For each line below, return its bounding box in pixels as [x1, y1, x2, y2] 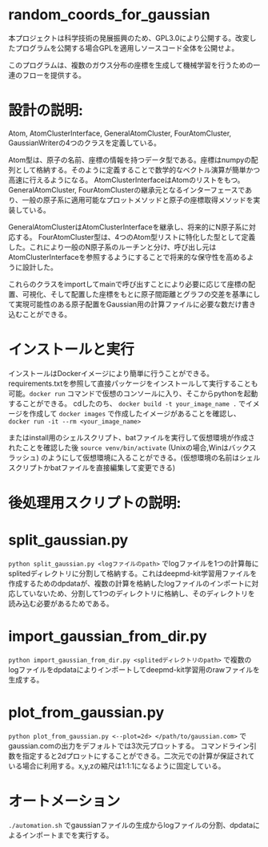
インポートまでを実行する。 [22, 830, 114, 840]
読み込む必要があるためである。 [8, 598, 114, 608]
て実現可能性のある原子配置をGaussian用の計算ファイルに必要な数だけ [8, 299, 242, 309]
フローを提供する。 [22, 70, 86, 79]
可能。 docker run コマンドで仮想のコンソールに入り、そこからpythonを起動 [8, 388, 258, 398]
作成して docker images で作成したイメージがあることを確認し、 [29, 408, 241, 418]
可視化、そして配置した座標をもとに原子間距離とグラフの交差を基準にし [22, 289, 261, 298]
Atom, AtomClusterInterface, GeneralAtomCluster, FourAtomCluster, [8, 128, 232, 138]
